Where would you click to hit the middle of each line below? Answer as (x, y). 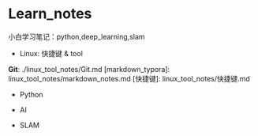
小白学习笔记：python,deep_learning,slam (77, 36)
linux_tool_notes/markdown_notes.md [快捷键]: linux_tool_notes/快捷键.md (129, 78)
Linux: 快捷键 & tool (51, 53)
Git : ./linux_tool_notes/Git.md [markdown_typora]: (89, 69)
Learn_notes (50, 14)
